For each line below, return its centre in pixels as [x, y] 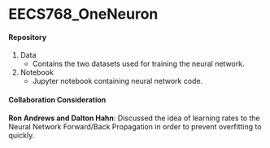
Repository [28, 37]
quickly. [22, 135]
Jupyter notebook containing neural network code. [118, 81]
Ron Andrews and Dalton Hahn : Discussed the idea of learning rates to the [134, 118]
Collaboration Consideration [57, 99]
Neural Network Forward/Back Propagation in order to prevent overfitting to [135, 126]
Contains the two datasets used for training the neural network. [138, 64]
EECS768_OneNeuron [83, 14]
